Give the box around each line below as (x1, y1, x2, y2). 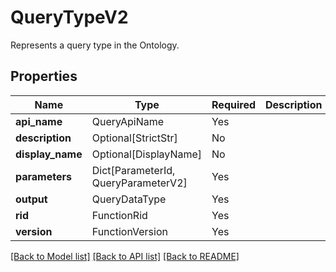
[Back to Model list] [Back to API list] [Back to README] (10, 250, 240, 262)
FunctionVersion (91, 224, 168, 238)
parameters (15, 169, 72, 183)
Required (211, 97, 256, 111)
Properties (10, 68, 78, 85)
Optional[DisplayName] (91, 147, 203, 161)
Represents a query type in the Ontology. (10, 39, 180, 51)
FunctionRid (91, 208, 148, 222)
